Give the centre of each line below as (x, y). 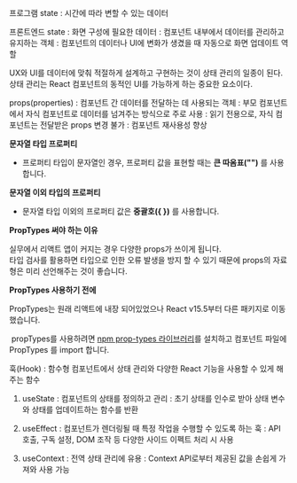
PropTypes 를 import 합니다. (59, 350)
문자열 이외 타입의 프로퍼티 (55, 192)
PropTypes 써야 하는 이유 (54, 230)
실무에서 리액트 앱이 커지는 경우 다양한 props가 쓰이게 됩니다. (115, 249)
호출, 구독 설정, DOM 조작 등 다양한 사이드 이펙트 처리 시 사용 (128, 440)
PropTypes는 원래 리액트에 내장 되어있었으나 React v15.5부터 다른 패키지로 (139, 309)
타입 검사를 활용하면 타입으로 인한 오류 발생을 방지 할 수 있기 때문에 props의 (140, 260)
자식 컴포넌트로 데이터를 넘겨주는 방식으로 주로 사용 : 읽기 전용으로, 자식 (149, 114)
